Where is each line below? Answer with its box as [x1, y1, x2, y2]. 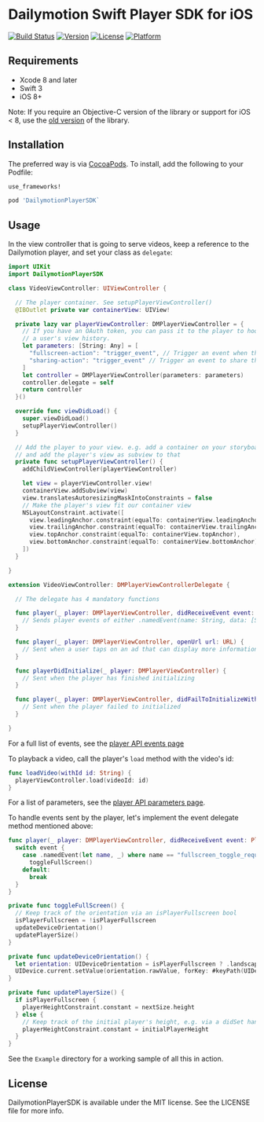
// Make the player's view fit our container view [22, 501, 192, 509]
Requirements [8, 54, 79, 68]
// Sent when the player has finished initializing [22, 674, 195, 682]
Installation [8, 138, 64, 152]
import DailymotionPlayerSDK [8, 270, 104, 278]
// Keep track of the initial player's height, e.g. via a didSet [22, 1017, 244, 1026]
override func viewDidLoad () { [15, 407, 118, 416]
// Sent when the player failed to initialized [22, 703, 181, 711]
